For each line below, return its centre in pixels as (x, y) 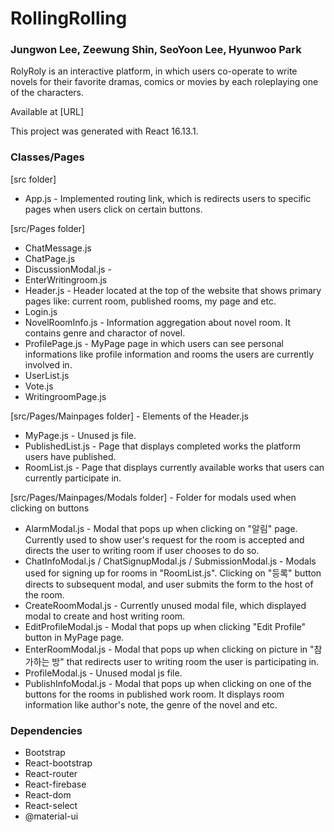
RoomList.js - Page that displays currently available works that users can (174, 467)
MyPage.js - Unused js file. (80, 435)
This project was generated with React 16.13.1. (104, 131)
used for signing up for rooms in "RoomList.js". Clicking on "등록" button (173, 573)
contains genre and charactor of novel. (105, 333)
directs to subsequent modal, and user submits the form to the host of (169, 584)
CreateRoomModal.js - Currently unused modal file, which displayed (165, 605)
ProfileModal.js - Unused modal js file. (103, 673)
